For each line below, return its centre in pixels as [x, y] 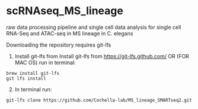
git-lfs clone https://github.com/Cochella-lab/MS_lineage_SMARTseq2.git [99, 100]
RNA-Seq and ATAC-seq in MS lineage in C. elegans [70, 33]
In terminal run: [33, 89]
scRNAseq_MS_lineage [65, 11]
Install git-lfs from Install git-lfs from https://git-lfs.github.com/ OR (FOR [102, 56]
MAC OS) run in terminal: [45, 62]
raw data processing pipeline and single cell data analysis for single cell [94, 27]
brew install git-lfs [33, 73]
